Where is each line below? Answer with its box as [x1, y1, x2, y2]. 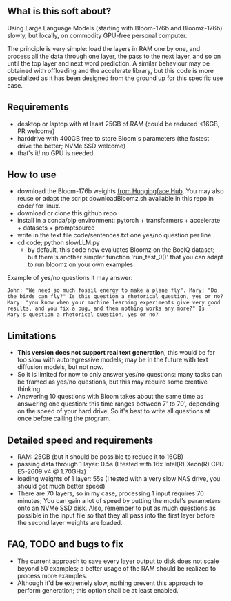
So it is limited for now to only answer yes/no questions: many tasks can [17, 371, 223, 379]
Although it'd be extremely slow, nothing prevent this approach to [17, 579, 203, 587]
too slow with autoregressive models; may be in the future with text [17, 355, 208, 364]
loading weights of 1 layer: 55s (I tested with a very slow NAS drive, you [17, 475, 221, 483]
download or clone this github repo [17, 209, 117, 217]
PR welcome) [17, 127, 55, 135]
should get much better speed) [17, 482, 106, 491]
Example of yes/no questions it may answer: [7, 274, 133, 282]
